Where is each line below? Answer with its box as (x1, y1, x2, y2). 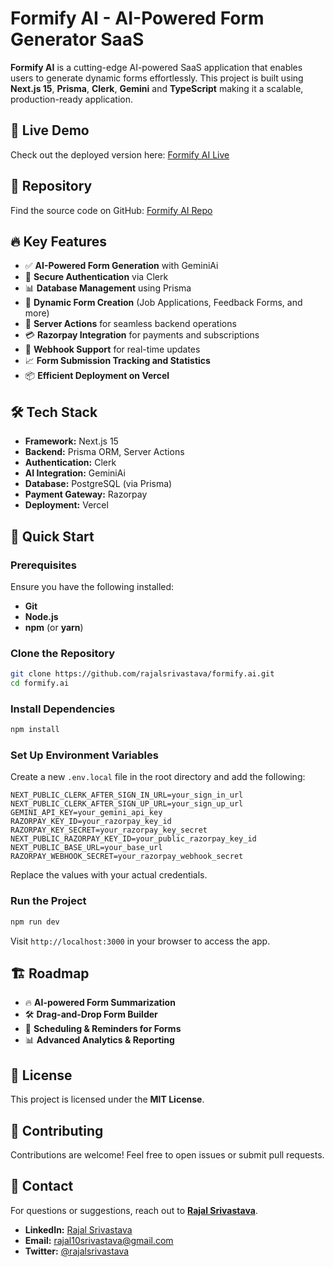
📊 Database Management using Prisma (24, 282, 192, 294)
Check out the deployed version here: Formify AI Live (10, 148, 230, 161)
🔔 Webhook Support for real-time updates (24, 343, 201, 356)
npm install (10, 725, 60, 735)
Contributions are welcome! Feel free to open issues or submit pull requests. (10, 1149, 325, 1161)
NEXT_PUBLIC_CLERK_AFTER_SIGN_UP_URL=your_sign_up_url (10, 799, 244, 809)
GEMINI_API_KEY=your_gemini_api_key (10, 808, 163, 818)
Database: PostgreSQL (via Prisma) (24, 478, 173, 490)
